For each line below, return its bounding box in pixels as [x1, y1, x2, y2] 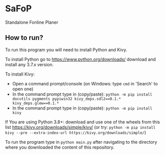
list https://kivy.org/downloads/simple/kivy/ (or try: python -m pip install [5, 124, 156, 130]
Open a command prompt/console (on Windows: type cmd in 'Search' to [12, 80, 158, 86]
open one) [12, 86, 34, 92]
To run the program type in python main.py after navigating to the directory [5, 139, 157, 145]
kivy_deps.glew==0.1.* [12, 101, 59, 106]
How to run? [5, 34, 43, 42]
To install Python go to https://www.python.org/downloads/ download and [5, 56, 156, 62]
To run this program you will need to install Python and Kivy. [5, 46, 127, 52]
